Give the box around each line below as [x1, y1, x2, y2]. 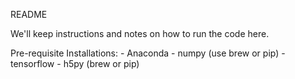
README [10, 9, 48, 20]
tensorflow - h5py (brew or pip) [10, 58, 140, 69]
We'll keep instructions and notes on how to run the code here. [10, 28, 270, 39]
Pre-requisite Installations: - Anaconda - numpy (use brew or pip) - [10, 47, 286, 59]
